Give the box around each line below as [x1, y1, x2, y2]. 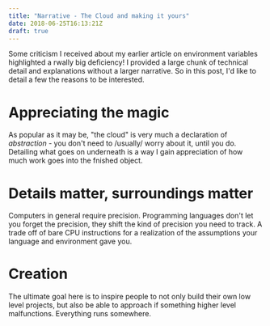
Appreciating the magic [8, 103, 170, 121]
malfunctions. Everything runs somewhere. [8, 309, 152, 319]
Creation [8, 265, 69, 283]
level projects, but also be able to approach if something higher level [8, 300, 237, 310]
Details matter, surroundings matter [8, 184, 254, 202]
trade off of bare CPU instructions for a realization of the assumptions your [8, 228, 258, 238]
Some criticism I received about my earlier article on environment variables [8, 49, 259, 59]
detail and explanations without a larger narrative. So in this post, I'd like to [8, 66, 257, 76]
